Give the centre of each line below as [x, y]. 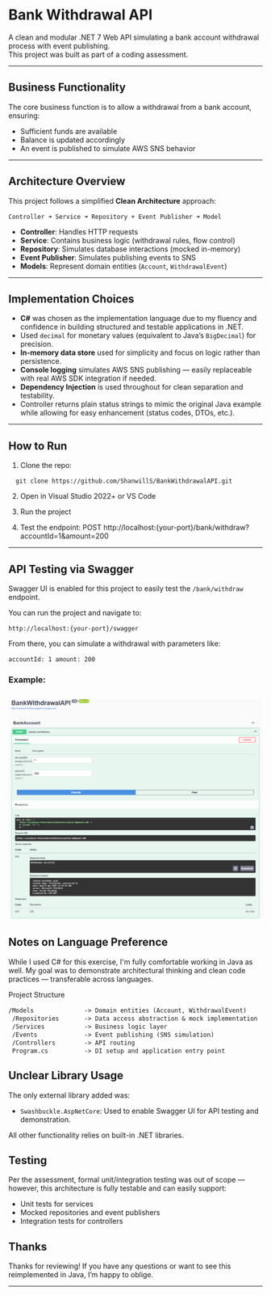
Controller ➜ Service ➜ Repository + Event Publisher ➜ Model [115, 217]
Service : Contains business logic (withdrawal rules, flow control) [127, 240]
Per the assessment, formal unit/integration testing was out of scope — [127, 1180]
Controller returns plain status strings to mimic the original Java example [141, 404]
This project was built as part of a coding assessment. [98, 54]
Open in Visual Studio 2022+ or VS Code [88, 496]
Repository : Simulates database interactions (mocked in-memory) [130, 249]
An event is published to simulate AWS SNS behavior [108, 148]
